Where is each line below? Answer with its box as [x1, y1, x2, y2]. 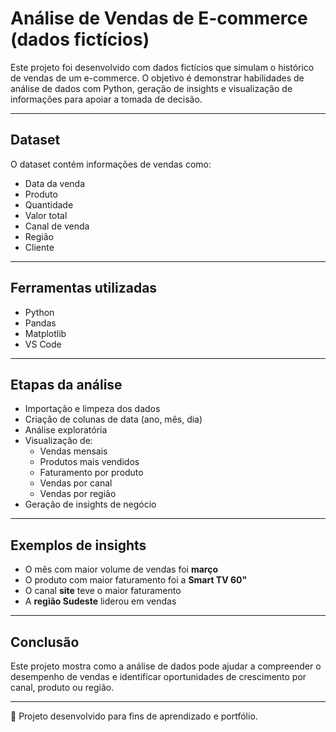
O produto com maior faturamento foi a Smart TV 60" [24, 574, 248, 586]
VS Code [24, 338, 62, 350]
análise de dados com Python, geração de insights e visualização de [10, 82, 293, 94]
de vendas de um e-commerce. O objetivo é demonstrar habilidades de [10, 72, 305, 84]
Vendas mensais [39, 445, 108, 457]
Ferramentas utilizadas [10, 280, 158, 297]
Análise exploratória [24, 424, 108, 436]
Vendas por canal [39, 477, 113, 489]
